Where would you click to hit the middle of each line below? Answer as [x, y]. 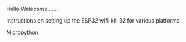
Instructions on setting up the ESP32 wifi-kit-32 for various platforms [93, 20]
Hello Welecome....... [32, 9]
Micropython [22, 32]
